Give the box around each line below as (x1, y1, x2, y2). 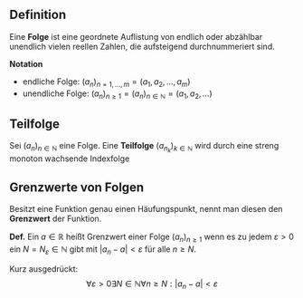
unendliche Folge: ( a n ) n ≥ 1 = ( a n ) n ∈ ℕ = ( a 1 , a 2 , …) (22, 88, 213, 101)
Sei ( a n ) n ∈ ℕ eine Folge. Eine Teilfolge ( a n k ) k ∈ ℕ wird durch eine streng (9, 140, 279, 155)
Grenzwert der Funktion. (9, 213, 102, 225)
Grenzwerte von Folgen (9, 179, 145, 195)
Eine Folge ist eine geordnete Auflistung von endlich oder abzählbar (9, 31, 263, 42)
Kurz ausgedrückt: (9, 263, 79, 274)
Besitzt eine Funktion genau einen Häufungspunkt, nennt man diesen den (9, 204, 283, 215)
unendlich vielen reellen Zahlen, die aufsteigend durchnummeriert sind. (9, 41, 275, 52)
